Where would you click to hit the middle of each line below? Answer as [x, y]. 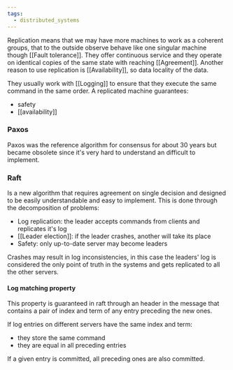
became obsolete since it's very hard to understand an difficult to [101, 152]
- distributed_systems [47, 20]
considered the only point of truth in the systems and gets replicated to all [114, 265]
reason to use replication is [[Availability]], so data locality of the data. [108, 70]
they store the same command [61, 338]
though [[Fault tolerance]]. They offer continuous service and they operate [115, 55]
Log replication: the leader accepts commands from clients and [109, 221]
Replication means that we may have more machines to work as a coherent [115, 40]
